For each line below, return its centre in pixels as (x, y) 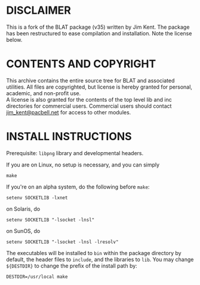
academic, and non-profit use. (44, 93)
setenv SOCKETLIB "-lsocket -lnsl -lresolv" (62, 242)
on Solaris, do (23, 209)
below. (14, 40)
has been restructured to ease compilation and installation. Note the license (99, 33)
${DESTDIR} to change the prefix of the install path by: (72, 266)
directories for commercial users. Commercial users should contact (89, 106)
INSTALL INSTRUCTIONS (69, 137)
